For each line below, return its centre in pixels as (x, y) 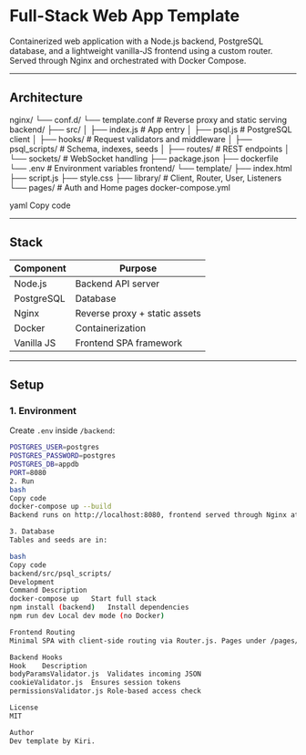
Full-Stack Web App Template (124, 16)
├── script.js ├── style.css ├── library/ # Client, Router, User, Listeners (146, 178)
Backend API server (117, 284)
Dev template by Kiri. (52, 741)
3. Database (32, 532)
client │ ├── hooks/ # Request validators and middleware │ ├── (131, 139)
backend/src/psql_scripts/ (61, 574)
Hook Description (49, 666)
